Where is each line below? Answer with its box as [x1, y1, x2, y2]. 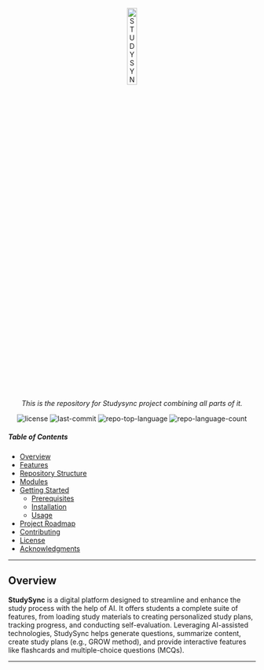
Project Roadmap [19, 519, 76, 528]
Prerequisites [31, 493, 75, 503]
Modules [19, 477, 49, 486]
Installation [31, 501, 67, 512]
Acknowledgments [19, 544, 81, 553]
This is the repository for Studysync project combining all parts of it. [21, 399, 243, 408]
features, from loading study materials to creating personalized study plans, [8, 612, 254, 621]
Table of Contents [8, 432, 68, 441]
